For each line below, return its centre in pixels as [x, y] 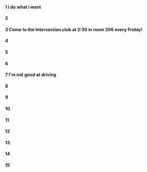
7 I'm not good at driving [31, 75]
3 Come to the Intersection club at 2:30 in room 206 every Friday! [74, 29]
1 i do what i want [23, 7]
